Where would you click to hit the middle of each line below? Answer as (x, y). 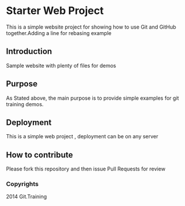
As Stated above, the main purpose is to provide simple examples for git (92, 98)
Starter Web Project (55, 11)
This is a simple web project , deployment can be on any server (82, 137)
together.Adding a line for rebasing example (59, 33)
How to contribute (40, 155)
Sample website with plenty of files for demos (61, 65)
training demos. (25, 104)
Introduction (29, 52)
